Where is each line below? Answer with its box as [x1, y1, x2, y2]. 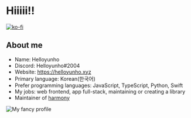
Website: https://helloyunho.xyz [14, 68, 92, 75]
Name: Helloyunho [14, 55, 60, 63]
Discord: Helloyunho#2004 [14, 62, 80, 69]
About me [6, 40, 43, 50]
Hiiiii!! [6, 4, 35, 18]
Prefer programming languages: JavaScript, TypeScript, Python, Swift [14, 82, 183, 89]
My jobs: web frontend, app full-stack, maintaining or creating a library [14, 88, 186, 95]
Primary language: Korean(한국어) [14, 75, 95, 82]
